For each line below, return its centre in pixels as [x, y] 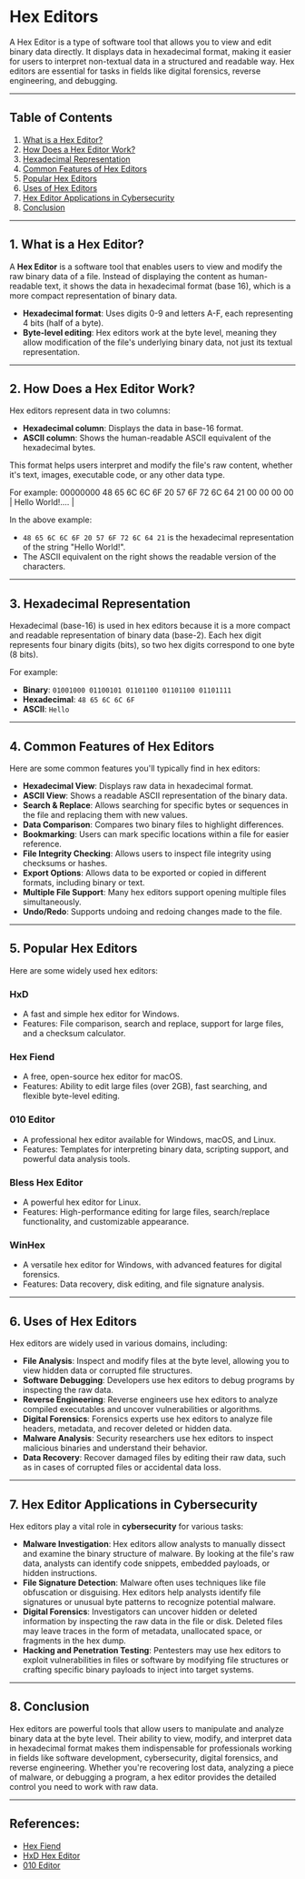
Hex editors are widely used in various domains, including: [118, 1343]
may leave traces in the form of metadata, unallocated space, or [142, 1631]
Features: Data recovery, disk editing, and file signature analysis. [143, 1284]
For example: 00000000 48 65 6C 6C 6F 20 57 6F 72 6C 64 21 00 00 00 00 [152, 492]
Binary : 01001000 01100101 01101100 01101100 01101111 [127, 690]
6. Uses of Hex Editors [74, 1321]
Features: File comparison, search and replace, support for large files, [153, 1024]
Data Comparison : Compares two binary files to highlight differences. [153, 824]
